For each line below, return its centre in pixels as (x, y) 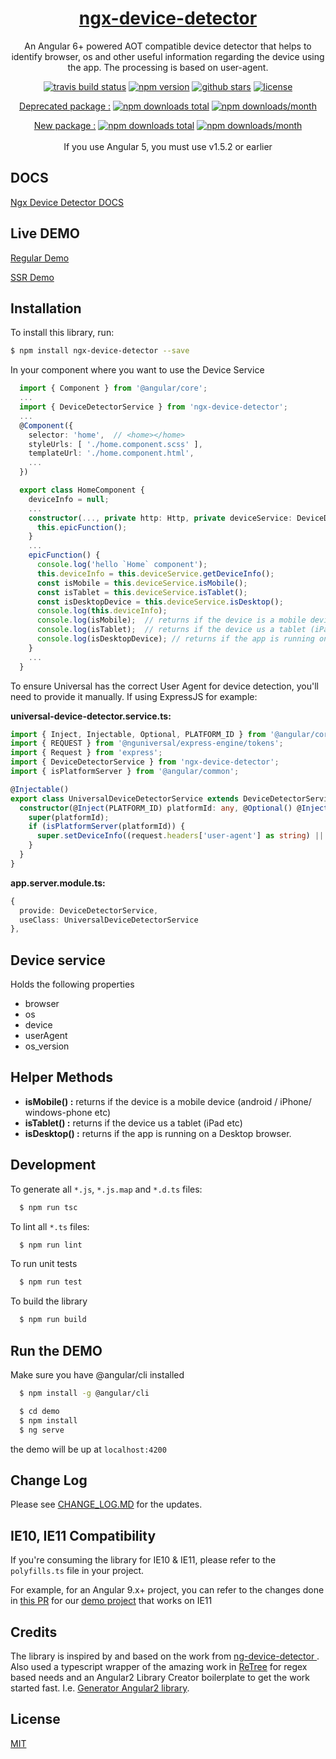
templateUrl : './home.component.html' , (111, 453)
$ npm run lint (51, 1245)
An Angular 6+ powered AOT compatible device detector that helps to (168, 46)
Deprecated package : (65, 106)
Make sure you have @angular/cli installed (97, 1375)
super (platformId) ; (69, 817)
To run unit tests (44, 1264)
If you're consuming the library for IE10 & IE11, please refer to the (143, 1560)
